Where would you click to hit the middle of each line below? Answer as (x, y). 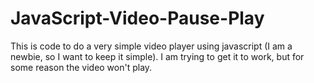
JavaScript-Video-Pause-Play (137, 18)
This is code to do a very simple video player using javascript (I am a (151, 46)
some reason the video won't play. (81, 67)
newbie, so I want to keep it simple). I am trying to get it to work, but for (157, 56)
